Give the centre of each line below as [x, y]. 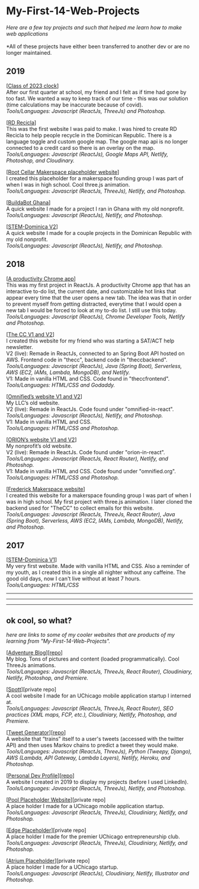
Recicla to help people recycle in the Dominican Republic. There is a [89, 135]
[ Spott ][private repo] [31, 689]
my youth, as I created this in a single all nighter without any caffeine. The [96, 573]
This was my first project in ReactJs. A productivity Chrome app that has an [98, 285]
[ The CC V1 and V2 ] [31, 334]
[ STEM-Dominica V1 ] [32, 560]
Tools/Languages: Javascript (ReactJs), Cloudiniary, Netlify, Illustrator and [98, 874]
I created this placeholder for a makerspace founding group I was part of [95, 178]
